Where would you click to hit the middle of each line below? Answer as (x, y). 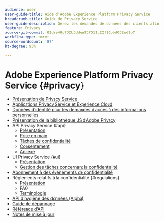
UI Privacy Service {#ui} (37, 157)
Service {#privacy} (45, 85)
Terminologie (33, 193)
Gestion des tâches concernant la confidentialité (68, 167)
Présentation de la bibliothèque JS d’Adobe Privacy (64, 120)
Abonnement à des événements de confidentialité (62, 172)
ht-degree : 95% (21, 46)
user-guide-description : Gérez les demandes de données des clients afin (82, 23)
